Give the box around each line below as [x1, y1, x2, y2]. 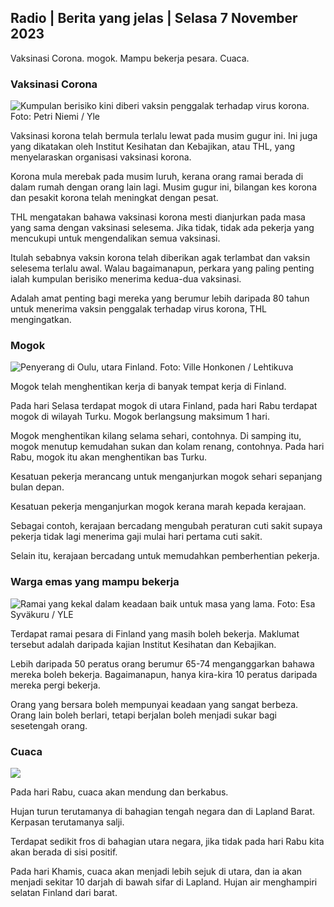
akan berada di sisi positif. [10, 846, 118, 858]
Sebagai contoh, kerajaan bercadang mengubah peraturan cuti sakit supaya [10, 520, 323, 532]
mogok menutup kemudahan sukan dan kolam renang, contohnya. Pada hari [10, 441, 325, 453]
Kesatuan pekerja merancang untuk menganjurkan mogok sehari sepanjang [10, 471, 323, 483]
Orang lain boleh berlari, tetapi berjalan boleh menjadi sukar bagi [10, 709, 277, 721]
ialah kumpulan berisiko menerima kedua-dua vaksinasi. [10, 273, 242, 285]
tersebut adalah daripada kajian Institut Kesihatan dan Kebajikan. [10, 638, 277, 650]
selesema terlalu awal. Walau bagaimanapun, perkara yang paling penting [10, 262, 315, 275]
